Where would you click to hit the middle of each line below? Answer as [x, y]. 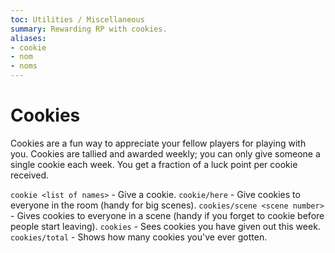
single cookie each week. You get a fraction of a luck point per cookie [154, 164]
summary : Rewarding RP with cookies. [89, 29]
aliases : [28, 38]
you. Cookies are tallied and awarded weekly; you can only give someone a [165, 153]
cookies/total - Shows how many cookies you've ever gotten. [139, 237]
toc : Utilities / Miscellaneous [77, 19]
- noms [24, 66]
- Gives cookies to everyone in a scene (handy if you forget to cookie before [167, 215]
